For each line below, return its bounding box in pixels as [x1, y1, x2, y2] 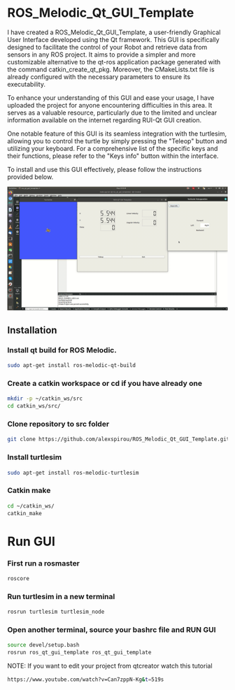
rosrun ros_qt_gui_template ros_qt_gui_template [7, 649, 152, 656]
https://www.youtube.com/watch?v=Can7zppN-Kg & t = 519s [7, 676, 164, 683]
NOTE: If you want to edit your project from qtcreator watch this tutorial [7, 662, 213, 670]
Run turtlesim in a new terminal [7, 591, 115, 601]
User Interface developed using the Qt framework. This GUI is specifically [7, 35, 220, 43]
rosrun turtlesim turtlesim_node [7, 608, 105, 616]
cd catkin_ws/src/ [7, 403, 61, 410]
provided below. [7, 173, 54, 181]
